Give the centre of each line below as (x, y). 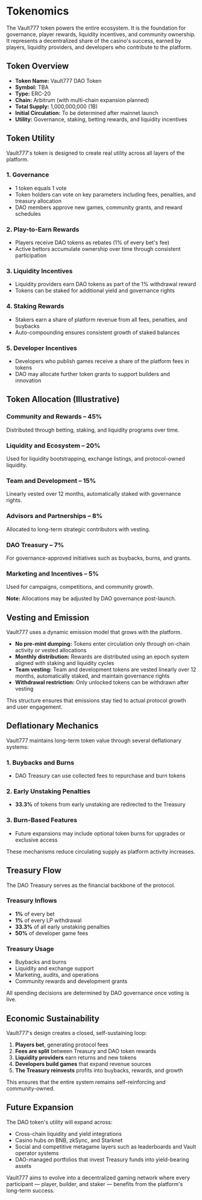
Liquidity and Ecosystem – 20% (53, 446)
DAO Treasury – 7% (35, 545)
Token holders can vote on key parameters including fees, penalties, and (105, 194)
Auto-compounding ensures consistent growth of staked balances (97, 332)
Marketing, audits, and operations (57, 975)
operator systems (37, 1153)
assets (23, 1166)
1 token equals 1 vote (41, 188)
